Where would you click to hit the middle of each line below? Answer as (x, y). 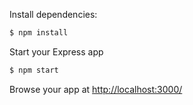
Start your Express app (56, 51)
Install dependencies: (53, 14)
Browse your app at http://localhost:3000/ (96, 89)
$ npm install (39, 33)
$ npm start (34, 70)
